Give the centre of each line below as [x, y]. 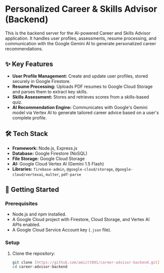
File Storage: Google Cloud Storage [48, 159]
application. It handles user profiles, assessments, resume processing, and [81, 38]
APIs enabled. [26, 225]
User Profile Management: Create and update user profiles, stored [80, 76]
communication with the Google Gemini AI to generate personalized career [81, 43]
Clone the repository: [34, 253]
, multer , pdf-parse [62, 174]
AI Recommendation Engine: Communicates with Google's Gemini [80, 107]
